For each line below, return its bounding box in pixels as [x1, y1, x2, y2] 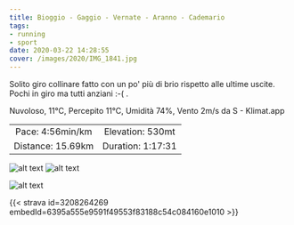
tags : [9, 21, 29, 30]
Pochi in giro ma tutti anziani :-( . [9, 88, 129, 99]
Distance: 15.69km [13, 140, 94, 152]
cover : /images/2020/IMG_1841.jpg [9, 54, 138, 63]
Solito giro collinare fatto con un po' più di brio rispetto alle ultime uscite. [9, 79, 275, 89]
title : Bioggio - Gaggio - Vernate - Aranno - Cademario [9, 12, 225, 22]
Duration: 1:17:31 [102, 140, 177, 152]
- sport [9, 37, 38, 47]
